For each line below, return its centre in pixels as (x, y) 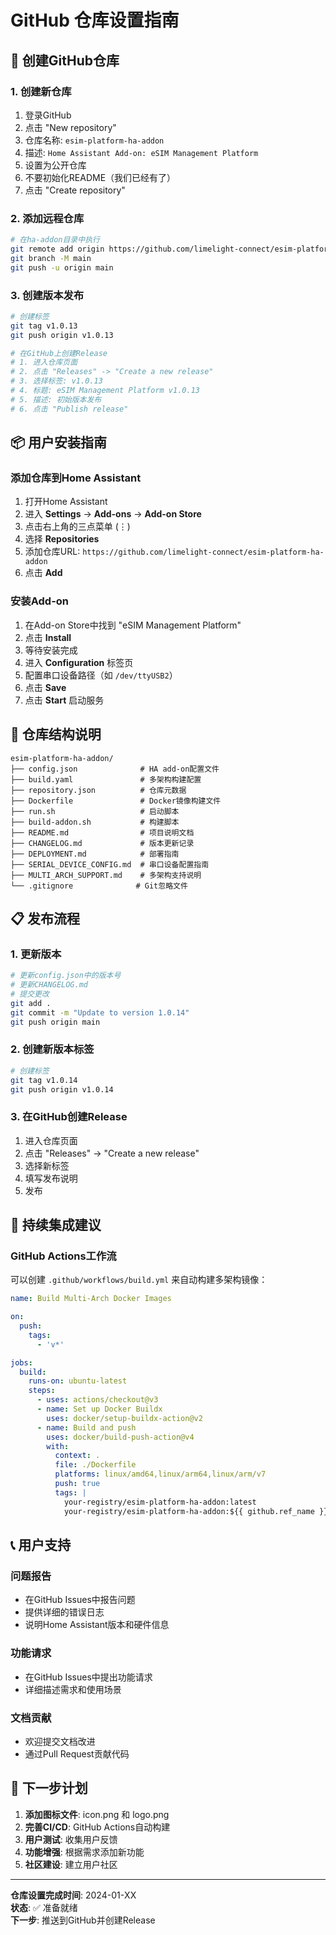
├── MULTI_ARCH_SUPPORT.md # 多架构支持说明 (106, 875)
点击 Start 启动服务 (64, 700)
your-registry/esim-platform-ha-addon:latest (160, 1502)
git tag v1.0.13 (44, 326)
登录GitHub (48, 115)
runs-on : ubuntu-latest (78, 1381)
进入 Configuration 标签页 (79, 662)
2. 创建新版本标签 (52, 1049)
